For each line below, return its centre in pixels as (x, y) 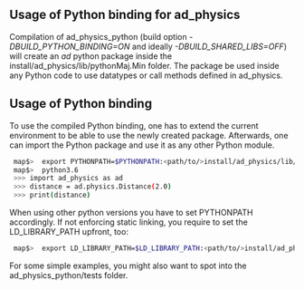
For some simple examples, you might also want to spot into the (128, 266)
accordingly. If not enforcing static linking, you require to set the (129, 222)
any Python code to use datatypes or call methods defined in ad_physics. (146, 75)
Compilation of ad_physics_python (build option (98, 36)
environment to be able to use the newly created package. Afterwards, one (149, 135)
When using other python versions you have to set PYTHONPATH (131, 213)
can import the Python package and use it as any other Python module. (142, 145)
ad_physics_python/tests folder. (69, 275)
